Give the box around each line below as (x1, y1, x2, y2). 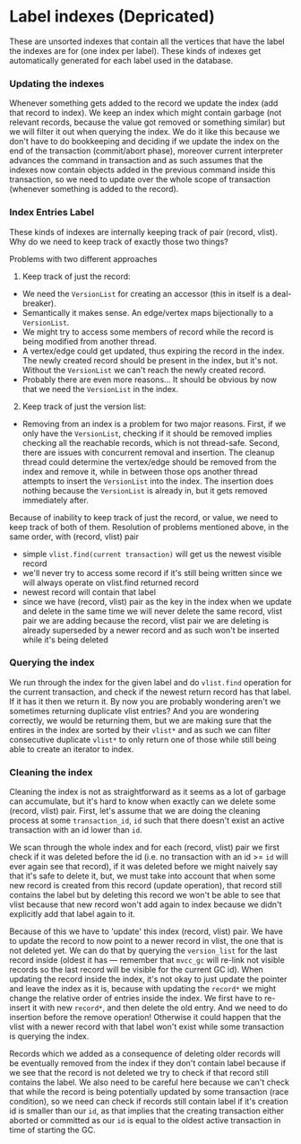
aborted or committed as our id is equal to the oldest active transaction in (9, 1115, 281, 1126)
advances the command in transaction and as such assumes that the (9, 155, 263, 166)
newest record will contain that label (21, 586, 157, 598)
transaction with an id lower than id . (9, 825, 142, 835)
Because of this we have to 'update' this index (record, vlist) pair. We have (9, 926, 284, 937)
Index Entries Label (9, 206, 95, 219)
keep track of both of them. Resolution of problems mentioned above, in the (9, 521, 289, 532)
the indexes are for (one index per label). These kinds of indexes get (9, 45, 262, 56)
